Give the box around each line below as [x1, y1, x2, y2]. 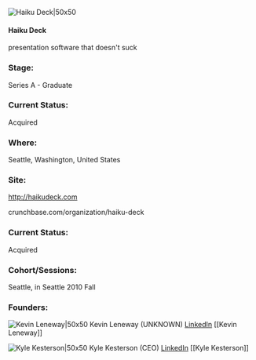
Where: [8, 137, 38, 148]
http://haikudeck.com [8, 192, 78, 202]
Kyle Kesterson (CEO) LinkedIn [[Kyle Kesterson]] [89, 344, 249, 353]
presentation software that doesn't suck [8, 43, 137, 53]
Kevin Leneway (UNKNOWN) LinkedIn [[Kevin [90, 320, 237, 329]
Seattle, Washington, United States [8, 155, 121, 165]
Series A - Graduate [8, 80, 73, 89]
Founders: [8, 302, 49, 313]
